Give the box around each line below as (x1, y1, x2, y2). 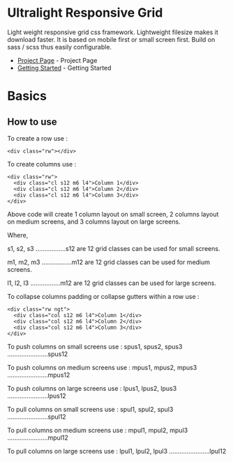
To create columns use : (7, 160, 77, 168)
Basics (7, 88, 47, 104)
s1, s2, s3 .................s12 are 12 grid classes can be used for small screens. (7, 244, 220, 252)
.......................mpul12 (7, 433, 68, 442)
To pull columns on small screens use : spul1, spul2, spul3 (7, 405, 174, 413)
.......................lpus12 (7, 392, 66, 400)
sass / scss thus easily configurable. (7, 43, 112, 51)
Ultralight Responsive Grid (7, 5, 163, 21)
